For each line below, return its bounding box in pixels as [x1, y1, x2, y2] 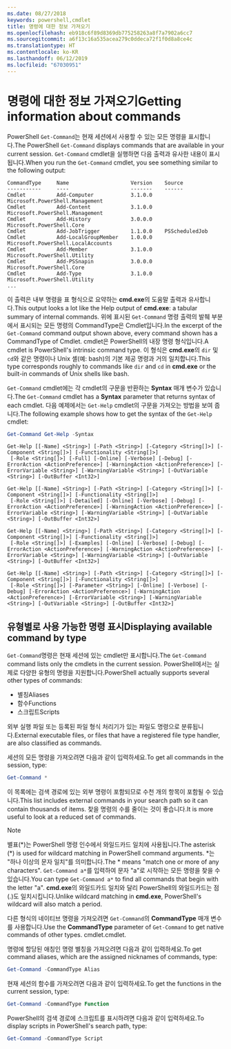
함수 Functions [17, 699, 57, 708]
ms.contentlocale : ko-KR [7, 49, 79, 56]
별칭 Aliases [17, 690, 50, 699]
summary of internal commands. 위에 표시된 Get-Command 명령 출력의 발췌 [7, 312, 210, 321]
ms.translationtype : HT [7, 42, 76, 49]
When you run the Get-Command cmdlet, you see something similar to [25, 158, 219, 167]
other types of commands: [7, 677, 83, 685]
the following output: [7, 166, 66, 174]
